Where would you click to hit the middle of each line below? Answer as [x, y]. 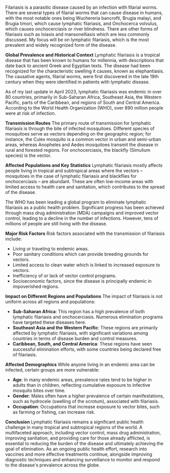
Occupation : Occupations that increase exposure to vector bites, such [86, 407]
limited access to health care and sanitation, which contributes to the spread [85, 187]
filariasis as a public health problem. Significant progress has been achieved [85, 207]
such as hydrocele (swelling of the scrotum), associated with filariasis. [86, 401]
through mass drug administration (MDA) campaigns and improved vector [82, 213]
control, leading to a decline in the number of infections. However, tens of [82, 218]
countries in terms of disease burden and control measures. [75, 339]
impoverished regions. [36, 286]
